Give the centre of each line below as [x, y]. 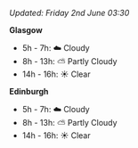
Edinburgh [29, 91]
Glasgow [26, 30]
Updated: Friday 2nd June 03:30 [69, 13]
